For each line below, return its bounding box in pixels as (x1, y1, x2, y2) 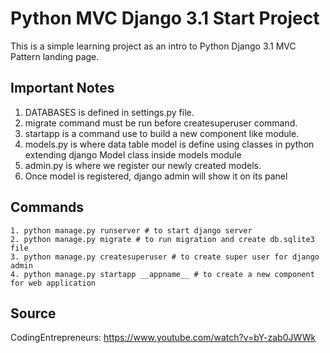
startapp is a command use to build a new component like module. (24, 127, 300, 139)
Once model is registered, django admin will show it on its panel (24, 170, 288, 182)
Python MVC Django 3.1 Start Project (10, 7, 320, 30)
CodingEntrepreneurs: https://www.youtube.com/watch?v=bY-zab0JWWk (10, 332, 317, 344)
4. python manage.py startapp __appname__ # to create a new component (10, 269, 315, 279)
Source (10, 305, 57, 322)
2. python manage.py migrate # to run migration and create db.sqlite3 (10, 234, 315, 244)
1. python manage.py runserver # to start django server (10, 225, 253, 236)
